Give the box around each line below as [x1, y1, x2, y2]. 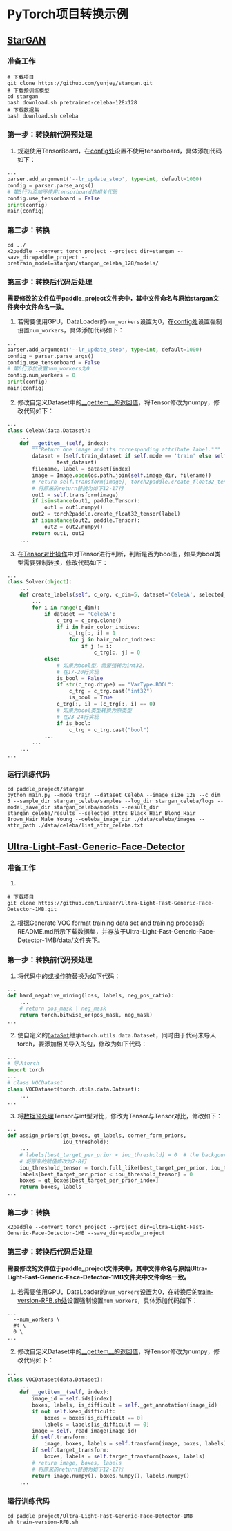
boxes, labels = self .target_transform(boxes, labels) [43, 1453, 206, 1460]
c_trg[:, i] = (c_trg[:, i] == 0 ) [56, 701, 156, 708]
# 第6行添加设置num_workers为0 [7, 366, 90, 373]
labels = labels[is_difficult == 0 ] [43, 1421, 150, 1428]
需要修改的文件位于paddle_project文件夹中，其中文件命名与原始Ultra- [7, 1264, 208, 1272]
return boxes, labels [19, 1183, 81, 1191]
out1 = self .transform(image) [32, 491, 119, 498]
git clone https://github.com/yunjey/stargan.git [7, 79, 153, 86]
